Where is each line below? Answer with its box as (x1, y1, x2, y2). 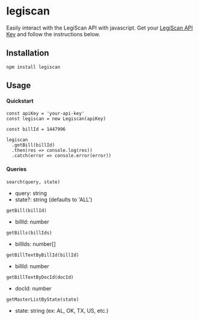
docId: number (14, 284, 52, 292)
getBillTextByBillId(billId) (6, 252, 79, 258)
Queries (6, 165, 27, 172)
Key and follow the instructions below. (6, 30, 100, 37)
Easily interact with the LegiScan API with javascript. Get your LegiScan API (6, 24, 194, 31)
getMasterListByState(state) (6, 296, 79, 303)
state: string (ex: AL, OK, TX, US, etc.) (14, 307, 109, 314)
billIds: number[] (14, 240, 56, 248)
